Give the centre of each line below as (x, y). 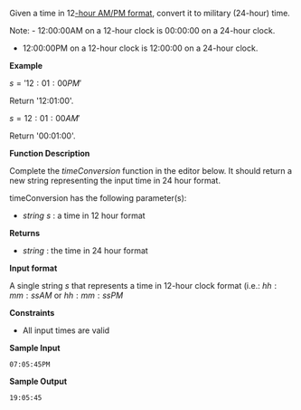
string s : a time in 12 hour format (84, 215)
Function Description (50, 153)
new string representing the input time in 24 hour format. (115, 181)
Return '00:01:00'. (42, 136)
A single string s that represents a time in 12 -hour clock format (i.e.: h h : (143, 286)
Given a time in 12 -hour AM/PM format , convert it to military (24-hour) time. (150, 13)
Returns (25, 233)
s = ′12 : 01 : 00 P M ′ (46, 83)
